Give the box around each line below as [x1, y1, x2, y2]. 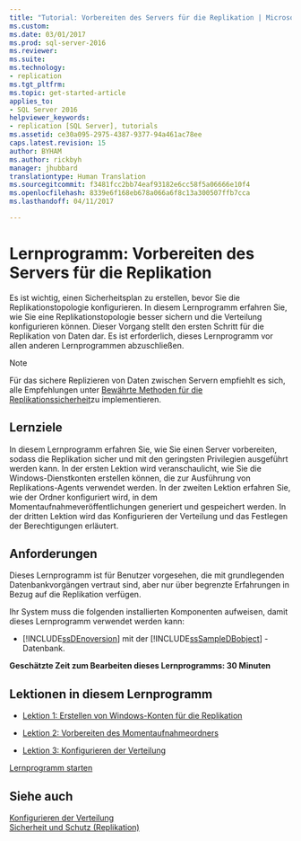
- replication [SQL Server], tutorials [9, 122, 159, 131]
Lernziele [9, 420, 63, 436]
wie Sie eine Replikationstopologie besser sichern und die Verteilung [9, 311, 262, 322]
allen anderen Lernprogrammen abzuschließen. [9, 340, 185, 350]
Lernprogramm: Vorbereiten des [9, 243, 255, 264]
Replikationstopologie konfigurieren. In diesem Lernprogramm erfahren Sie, [9, 302, 288, 313]
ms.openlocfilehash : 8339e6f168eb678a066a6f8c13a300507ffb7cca [9, 189, 251, 198]
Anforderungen [9, 546, 98, 562]
